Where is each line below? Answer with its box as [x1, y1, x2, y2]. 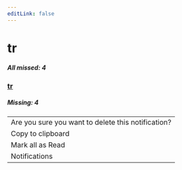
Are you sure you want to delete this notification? [10, 117, 171, 127]
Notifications [10, 151, 53, 161]
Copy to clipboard [10, 128, 70, 138]
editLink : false [7, 10, 55, 17]
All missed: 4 [7, 63, 47, 72]
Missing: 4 [7, 98, 39, 107]
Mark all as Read [10, 140, 65, 150]
